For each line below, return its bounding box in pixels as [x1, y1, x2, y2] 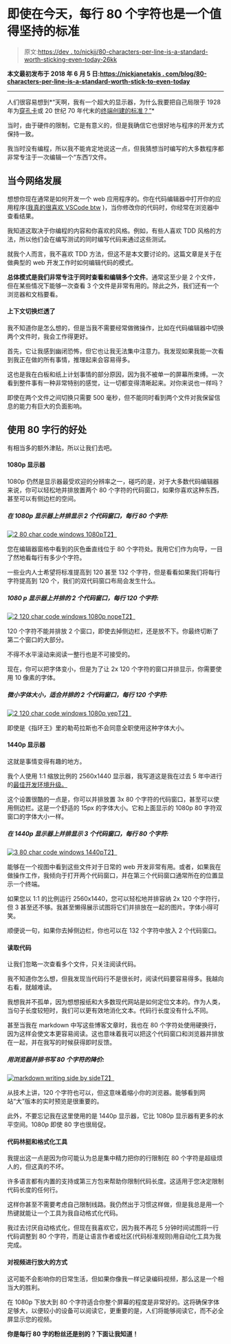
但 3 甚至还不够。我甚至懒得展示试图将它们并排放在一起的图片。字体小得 [7, 903, 213, 912]
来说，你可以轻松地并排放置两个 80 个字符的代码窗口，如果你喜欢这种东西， [7, 486, 223, 494]
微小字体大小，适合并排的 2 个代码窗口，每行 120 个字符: [7, 690, 168, 698]
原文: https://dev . [23, 47, 73, 56]
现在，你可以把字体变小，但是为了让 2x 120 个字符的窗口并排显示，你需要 [7, 665, 217, 673]
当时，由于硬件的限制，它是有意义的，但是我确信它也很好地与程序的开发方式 [7, 121, 224, 129]
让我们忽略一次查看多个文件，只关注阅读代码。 [7, 960, 140, 968]
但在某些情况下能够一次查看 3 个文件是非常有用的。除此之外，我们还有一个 [7, 281, 219, 290]
